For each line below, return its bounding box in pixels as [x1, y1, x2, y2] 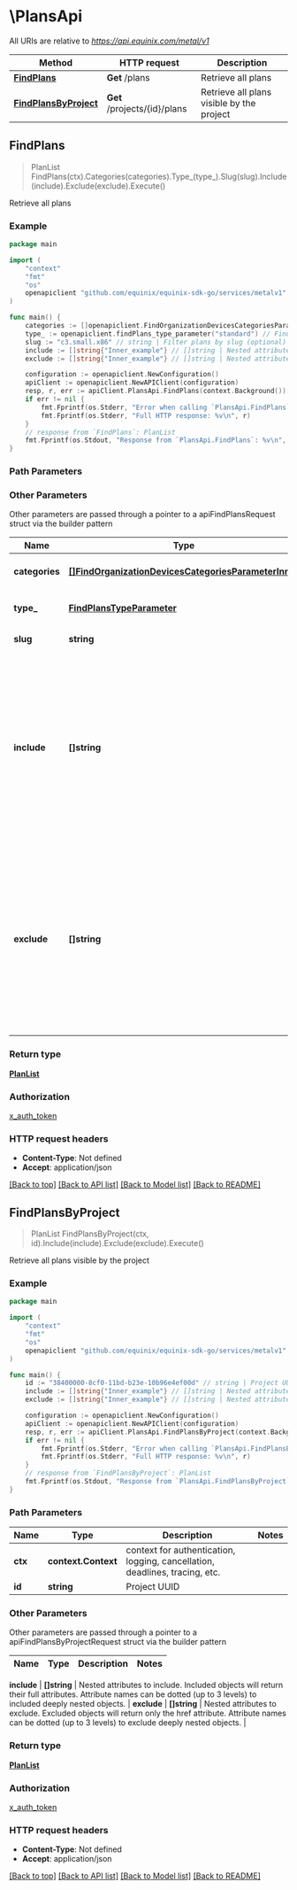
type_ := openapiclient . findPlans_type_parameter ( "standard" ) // [25, 329, 271, 338]
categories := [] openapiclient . [25, 321, 144, 330]
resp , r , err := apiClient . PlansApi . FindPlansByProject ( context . [25, 1428, 271, 1437]
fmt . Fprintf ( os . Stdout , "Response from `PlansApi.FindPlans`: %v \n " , [25, 436, 287, 445]
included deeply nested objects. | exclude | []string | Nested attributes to [9, 1699, 277, 1709]
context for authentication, [126, 1544, 236, 1556]
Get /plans [106, 71, 150, 83]
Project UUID [126, 1581, 180, 1593]
